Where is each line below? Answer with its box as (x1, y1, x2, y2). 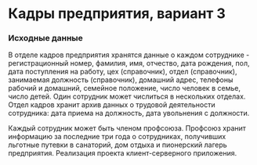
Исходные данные (8, 33, 84, 44)
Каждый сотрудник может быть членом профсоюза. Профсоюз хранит (8, 124, 247, 133)
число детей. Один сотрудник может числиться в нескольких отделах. (8, 91, 246, 102)
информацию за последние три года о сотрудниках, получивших (8, 132, 226, 142)
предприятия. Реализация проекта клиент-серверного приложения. (8, 149, 237, 158)
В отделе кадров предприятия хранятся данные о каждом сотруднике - (8, 50, 250, 59)
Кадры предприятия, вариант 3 (8, 5, 226, 23)
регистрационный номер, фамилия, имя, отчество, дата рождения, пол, (8, 59, 250, 68)
